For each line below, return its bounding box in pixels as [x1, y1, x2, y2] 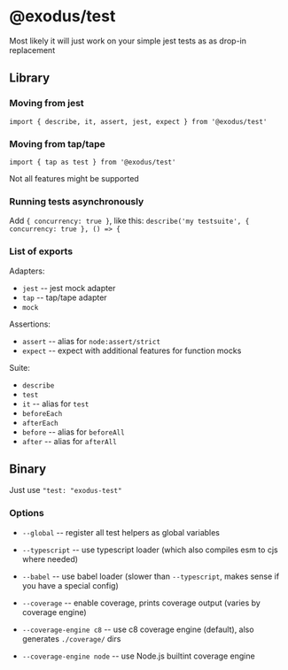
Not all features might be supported [9, 173, 139, 183]
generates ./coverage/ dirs [21, 633, 121, 643]
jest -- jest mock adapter [21, 282, 116, 293]
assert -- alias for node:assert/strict [21, 335, 161, 346]
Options [9, 507, 44, 520]
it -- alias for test [21, 398, 90, 409]
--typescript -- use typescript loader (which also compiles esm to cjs [21, 544, 278, 555]
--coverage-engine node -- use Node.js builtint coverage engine [21, 651, 255, 661]
